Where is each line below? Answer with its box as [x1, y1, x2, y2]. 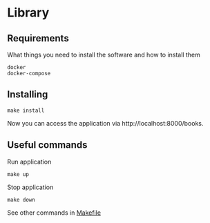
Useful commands [7, 139, 88, 151]
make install [7, 107, 45, 114]
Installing [7, 88, 48, 101]
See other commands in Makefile [7, 209, 102, 217]
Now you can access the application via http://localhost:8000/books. [7, 119, 204, 127]
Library [7, 5, 50, 21]
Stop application [7, 183, 54, 191]
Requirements [7, 32, 69, 44]
